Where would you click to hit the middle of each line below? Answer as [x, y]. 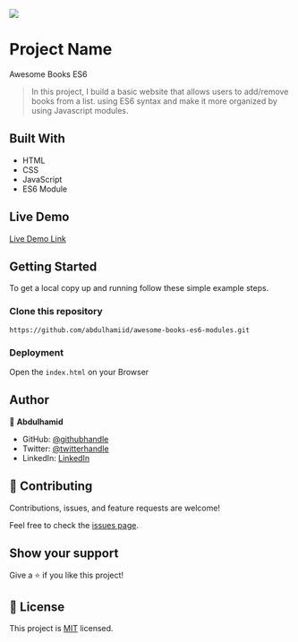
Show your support [64, 553]
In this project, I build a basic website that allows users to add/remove [160, 91]
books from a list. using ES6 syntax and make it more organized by [154, 101]
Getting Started [53, 266]
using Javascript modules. [80, 110]
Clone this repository [56, 312]
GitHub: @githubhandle [65, 439]
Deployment [37, 352]
